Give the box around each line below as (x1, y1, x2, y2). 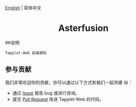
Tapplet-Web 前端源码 (5, 50, 47, 55)
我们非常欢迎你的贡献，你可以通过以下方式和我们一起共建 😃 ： (5, 79, 133, 85)
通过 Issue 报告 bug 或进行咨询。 (12, 90, 80, 96)
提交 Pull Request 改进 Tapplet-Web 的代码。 (12, 96, 104, 102)
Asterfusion (58, 22, 109, 34)
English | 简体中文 (5, 5, 42, 10)
